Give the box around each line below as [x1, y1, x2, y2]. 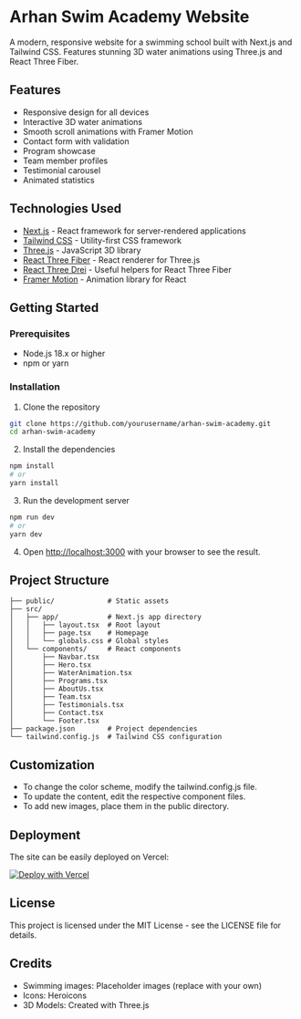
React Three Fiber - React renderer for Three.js [22, 254, 201, 265]
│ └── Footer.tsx [9, 716, 100, 726]
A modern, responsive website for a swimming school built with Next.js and [9, 36, 293, 47]
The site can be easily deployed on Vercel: [9, 851, 170, 862]
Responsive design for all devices [22, 107, 150, 118]
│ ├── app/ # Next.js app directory [9, 613, 202, 622]
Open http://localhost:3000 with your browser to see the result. [22, 546, 262, 557]
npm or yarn [22, 358, 69, 369]
